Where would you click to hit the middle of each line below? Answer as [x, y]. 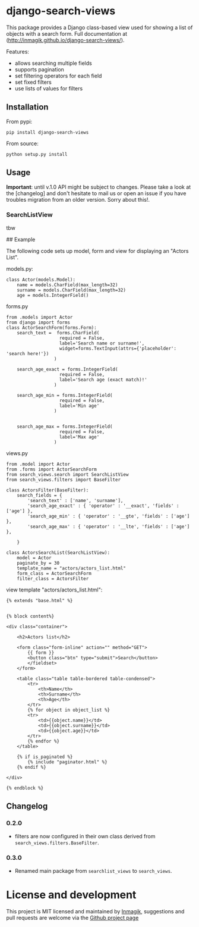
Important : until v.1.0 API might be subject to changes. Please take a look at [99, 187]
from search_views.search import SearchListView [67, 474]
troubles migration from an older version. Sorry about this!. [78, 199]
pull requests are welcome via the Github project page [72, 917]
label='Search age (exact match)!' [103, 380]
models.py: [20, 268]
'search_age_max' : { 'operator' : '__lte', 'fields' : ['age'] [109, 527]
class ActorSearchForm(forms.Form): [51, 328]
